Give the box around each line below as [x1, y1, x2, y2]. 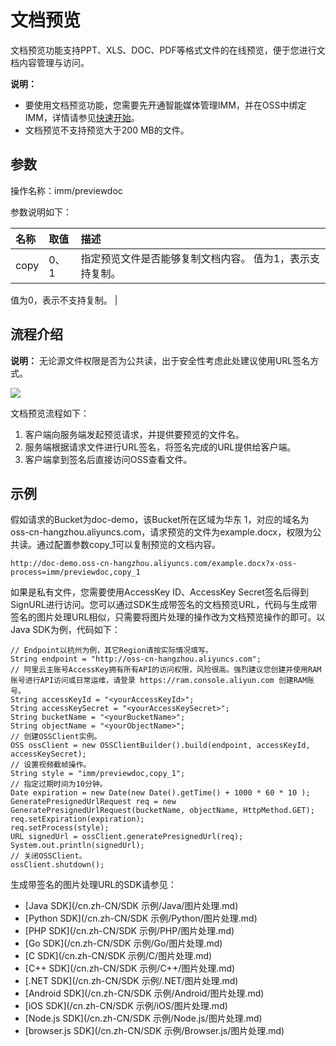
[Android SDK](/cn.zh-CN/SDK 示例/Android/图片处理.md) [24, 987, 265, 1000]
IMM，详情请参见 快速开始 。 [24, 111, 140, 123]
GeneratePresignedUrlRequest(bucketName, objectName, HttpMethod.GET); [10, 806, 315, 816]
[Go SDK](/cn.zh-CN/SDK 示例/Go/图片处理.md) [24, 937, 223, 950]
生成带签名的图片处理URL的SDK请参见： [10, 879, 177, 891]
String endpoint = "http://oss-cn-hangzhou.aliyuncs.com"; [10, 654, 262, 665]
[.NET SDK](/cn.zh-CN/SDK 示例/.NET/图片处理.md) [24, 975, 239, 987]
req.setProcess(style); [10, 823, 110, 833]
